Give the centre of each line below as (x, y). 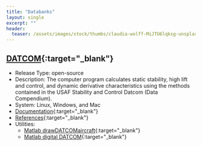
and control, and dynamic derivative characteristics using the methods (103, 85)
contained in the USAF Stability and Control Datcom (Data (86, 92)
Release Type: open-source (49, 73)
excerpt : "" (21, 23)
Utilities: (25, 124)
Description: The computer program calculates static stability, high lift (101, 79)
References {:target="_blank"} (52, 117)
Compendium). (33, 98)
